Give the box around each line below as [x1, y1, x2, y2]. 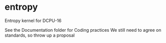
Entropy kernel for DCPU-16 [4, 18, 62, 23]
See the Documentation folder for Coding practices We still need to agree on [4, 27, 162, 33]
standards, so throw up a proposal [4, 32, 75, 38]
